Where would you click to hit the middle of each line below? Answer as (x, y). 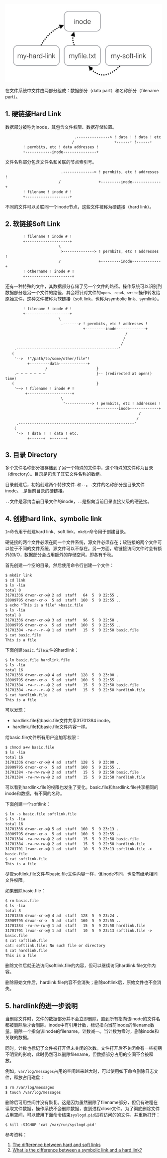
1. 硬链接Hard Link (33, 114)
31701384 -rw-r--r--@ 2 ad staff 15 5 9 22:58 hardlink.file (75, 690)
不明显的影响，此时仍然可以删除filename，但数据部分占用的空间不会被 (77, 1054)
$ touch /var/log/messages (33, 1093)
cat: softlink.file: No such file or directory (55, 946)
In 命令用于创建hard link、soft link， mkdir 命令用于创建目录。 (67, 532)
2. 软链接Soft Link (33, 224)
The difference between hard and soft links (56, 1145)
